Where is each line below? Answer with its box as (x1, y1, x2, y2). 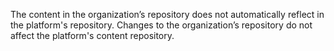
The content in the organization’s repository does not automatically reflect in (10, 9, 325, 20)
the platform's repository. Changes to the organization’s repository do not (10, 19, 313, 31)
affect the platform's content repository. (10, 30, 175, 41)
